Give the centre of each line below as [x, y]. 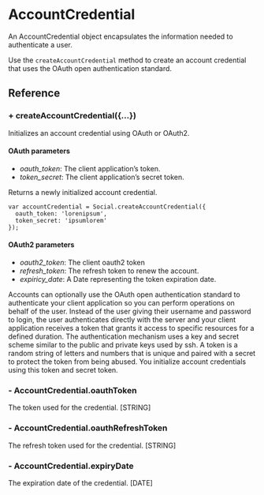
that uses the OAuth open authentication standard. [90, 68]
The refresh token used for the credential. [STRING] [92, 445]
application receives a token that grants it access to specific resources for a [131, 328]
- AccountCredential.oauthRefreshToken [88, 428]
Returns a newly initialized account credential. [83, 192]
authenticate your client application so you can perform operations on [121, 303]
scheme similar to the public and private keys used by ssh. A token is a [123, 345]
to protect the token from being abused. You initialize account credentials [127, 362]
